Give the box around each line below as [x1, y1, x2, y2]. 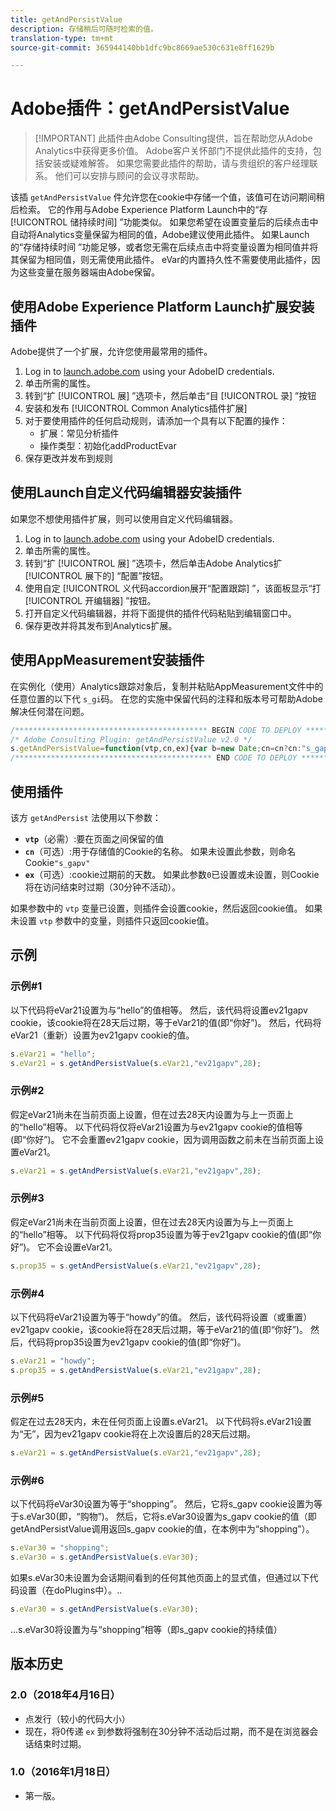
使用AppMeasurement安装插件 [10, 652, 205, 669]
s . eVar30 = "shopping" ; [10, 1543, 110, 1553]
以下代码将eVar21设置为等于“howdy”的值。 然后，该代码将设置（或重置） [10, 1311, 313, 1323]
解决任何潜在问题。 [10, 705, 90, 717]
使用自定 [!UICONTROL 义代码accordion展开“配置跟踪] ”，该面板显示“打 [24, 582, 322, 594]
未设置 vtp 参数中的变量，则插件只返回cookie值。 [10, 914, 215, 926]
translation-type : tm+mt [10, 33, 114, 43]
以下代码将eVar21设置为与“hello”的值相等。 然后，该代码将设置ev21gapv [10, 1004, 308, 1016]
